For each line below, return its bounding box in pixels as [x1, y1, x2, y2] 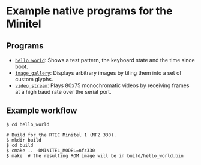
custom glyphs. [14, 76, 53, 82]
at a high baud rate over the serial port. [14, 88, 112, 95]
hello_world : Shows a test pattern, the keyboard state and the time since [14, 57, 195, 63]
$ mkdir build [6, 137, 42, 143]
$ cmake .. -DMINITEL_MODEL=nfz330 [6, 148, 95, 154]
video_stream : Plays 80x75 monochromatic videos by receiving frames [14, 82, 190, 89]
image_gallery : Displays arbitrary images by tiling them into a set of [14, 69, 182, 76]
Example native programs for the [6, 4, 173, 18]
